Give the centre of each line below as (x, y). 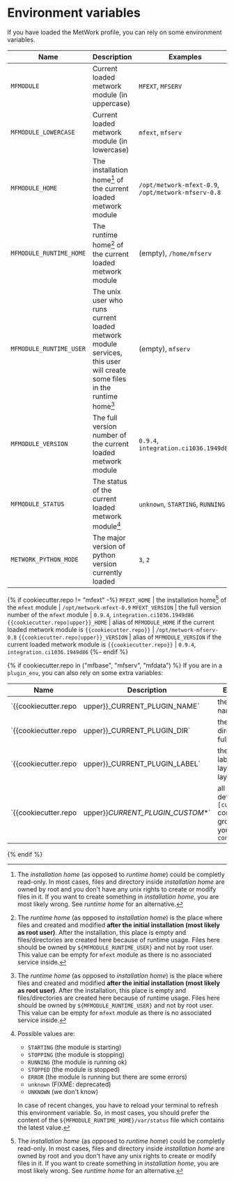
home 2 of (108, 244)
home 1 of (108, 179)
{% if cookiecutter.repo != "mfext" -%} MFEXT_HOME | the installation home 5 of (117, 599)
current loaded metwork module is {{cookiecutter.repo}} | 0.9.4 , (102, 644)
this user (107, 361)
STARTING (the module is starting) (75, 1047)
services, (107, 353)
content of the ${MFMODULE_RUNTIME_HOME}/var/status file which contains (121, 1120)
